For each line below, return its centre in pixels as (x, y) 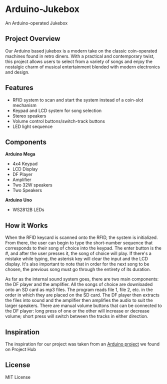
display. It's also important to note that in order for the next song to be (77, 264)
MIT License (18, 377)
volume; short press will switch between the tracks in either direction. (77, 316)
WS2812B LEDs (28, 210)
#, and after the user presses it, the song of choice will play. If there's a (78, 253)
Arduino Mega (20, 154)
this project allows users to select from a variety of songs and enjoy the (79, 61)
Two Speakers (27, 190)
